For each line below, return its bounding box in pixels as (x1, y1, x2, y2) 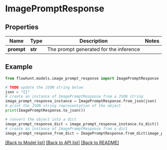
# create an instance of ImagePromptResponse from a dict (5, 126, 128, 131)
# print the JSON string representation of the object (5, 103, 121, 108)
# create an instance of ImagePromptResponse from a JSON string (5, 94, 143, 99)
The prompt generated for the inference (47, 46, 140, 53)
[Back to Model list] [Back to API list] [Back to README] (5, 140, 119, 146)
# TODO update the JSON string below (5, 85, 83, 90)
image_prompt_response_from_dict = (5, 131, 79, 136)
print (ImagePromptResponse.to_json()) (5, 108, 85, 113)
